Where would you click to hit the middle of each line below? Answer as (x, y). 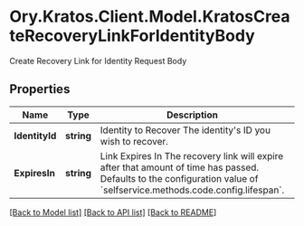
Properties (40, 89)
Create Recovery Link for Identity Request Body (98, 61)
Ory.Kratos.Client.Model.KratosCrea (150, 17)
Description (192, 115)
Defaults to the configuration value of (179, 178)
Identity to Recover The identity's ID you (185, 130)
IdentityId (35, 136)
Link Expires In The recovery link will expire (192, 155)
